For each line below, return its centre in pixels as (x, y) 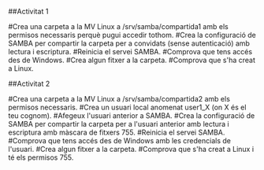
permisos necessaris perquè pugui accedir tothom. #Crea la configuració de (132, 35)
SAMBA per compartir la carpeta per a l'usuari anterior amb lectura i (119, 124)
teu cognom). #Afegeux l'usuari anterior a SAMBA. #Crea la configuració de (132, 116)
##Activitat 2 (29, 83)
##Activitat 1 (28, 11)
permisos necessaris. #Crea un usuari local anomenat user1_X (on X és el (127, 107)
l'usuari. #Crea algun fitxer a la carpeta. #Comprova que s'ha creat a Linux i (131, 149)
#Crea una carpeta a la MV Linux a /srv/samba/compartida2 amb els (119, 99)
